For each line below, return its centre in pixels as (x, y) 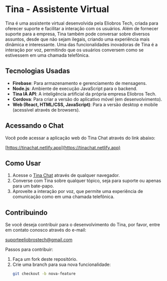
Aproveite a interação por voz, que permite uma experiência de (78, 192)
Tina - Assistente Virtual (57, 9)
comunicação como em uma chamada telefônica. (63, 197)
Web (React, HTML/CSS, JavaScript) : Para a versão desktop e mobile (85, 105)
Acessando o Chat (35, 126)
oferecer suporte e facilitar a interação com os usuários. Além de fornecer (82, 28)
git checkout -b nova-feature (44, 274)
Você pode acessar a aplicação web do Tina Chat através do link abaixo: (80, 138)
